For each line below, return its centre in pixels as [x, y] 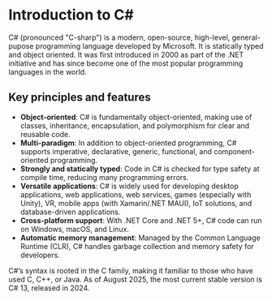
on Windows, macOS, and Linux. [75, 229]
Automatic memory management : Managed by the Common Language [140, 238]
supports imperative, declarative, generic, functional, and [116, 151]
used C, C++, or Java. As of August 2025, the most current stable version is [135, 279]
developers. [40, 255]
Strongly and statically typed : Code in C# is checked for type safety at [140, 169]
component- [235, 151]
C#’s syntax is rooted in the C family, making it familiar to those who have [131, 270]
